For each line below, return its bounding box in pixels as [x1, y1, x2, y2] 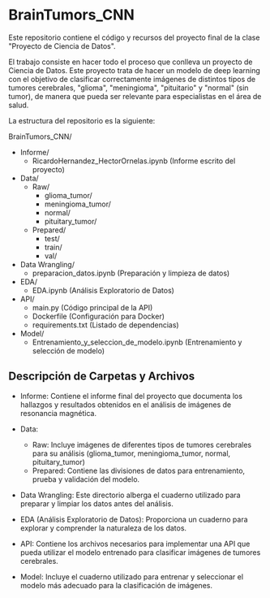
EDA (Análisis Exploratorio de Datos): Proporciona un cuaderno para [19, 514, 249, 524]
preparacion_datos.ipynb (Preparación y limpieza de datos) [32, 268, 230, 278]
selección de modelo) [32, 345, 105, 355]
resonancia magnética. [19, 408, 97, 418]
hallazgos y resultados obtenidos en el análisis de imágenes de [19, 400, 232, 409]
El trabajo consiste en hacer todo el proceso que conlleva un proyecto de [8, 57, 253, 67]
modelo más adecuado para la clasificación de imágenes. [19, 580, 213, 590]
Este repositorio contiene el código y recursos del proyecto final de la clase [8, 32, 260, 42]
